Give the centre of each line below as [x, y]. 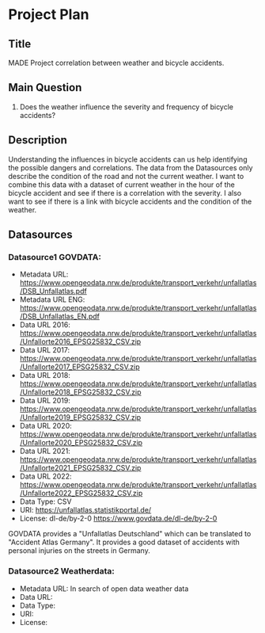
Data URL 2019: [45, 401]
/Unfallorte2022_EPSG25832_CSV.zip [81, 494]
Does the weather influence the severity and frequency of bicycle [127, 107]
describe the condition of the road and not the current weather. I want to [126, 176]
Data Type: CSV [45, 501]
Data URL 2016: [45, 325]
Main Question [45, 88]
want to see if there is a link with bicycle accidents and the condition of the [130, 201]
